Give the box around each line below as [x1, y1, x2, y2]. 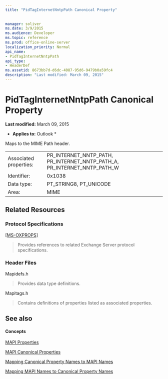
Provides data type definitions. [17, 280, 81, 286]
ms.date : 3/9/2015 [5, 26, 43, 31]
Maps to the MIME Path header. [5, 140, 70, 146]
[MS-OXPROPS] [5, 232, 38, 238]
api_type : [5, 58, 26, 63]
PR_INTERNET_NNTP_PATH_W [46, 164, 119, 171]
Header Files [5, 259, 36, 266]
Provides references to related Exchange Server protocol [17, 241, 135, 247]
